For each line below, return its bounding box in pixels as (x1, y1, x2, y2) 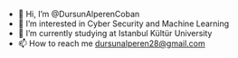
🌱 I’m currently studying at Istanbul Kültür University (17, 28, 213, 38)
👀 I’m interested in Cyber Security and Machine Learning (17, 18, 230, 29)
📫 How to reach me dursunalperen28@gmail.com (17, 38, 205, 49)
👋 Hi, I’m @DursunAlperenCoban (17, 9, 140, 19)
